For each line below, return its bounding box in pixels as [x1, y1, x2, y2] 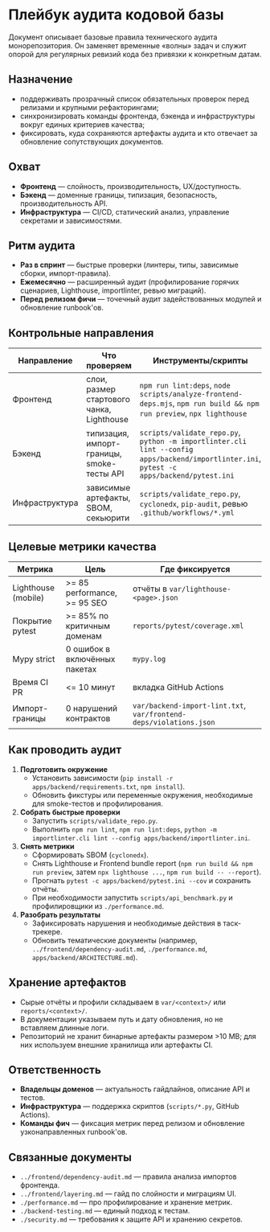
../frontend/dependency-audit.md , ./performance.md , [31, 943, 208, 954]
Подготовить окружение [19, 764, 108, 774]
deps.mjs [139, 400, 173, 409]
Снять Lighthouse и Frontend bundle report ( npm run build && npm [31, 858, 253, 868]
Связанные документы [8, 1150, 133, 1164]
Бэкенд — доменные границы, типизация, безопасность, [19, 190, 218, 199]
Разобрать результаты [19, 910, 101, 919]
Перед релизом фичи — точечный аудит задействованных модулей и [19, 294, 262, 304]
